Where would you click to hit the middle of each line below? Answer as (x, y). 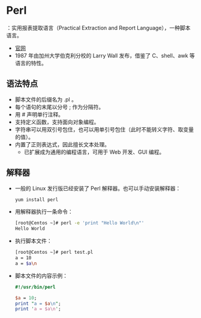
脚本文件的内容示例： (41, 275)
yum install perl (37, 199)
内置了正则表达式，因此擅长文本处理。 (62, 144)
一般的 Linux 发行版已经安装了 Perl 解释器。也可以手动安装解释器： (98, 188)
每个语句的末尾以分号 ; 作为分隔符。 (59, 107)
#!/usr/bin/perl (35, 287)
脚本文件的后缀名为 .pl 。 (46, 99)
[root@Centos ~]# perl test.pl (54, 253)
